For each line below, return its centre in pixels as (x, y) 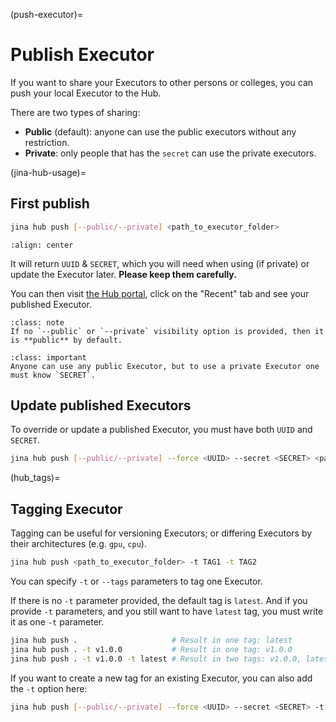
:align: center (42, 245)
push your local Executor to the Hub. (86, 93)
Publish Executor (82, 55)
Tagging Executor (66, 509)
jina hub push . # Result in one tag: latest (151, 640)
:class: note (37, 322)
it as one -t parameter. (57, 622)
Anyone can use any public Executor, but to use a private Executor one (165, 366)
